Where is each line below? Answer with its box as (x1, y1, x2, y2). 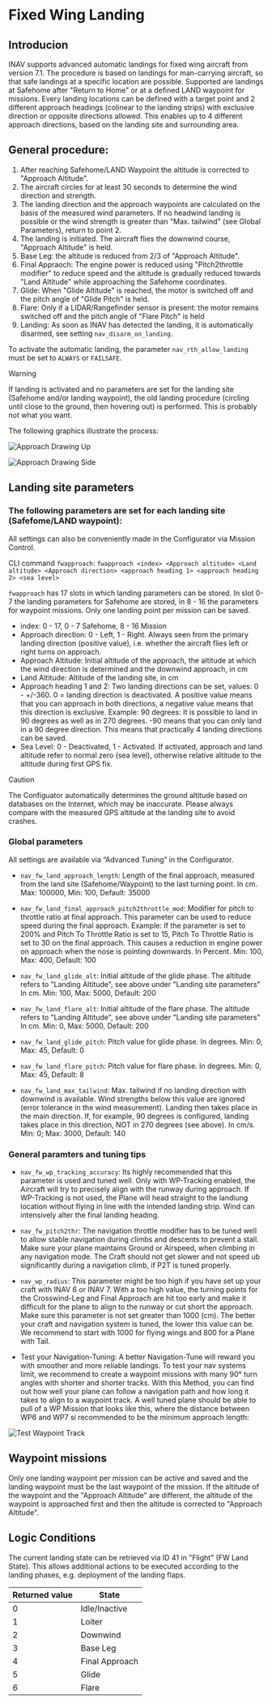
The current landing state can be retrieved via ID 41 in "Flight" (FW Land (8, 1552, 249, 1562)
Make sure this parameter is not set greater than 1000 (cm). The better (19, 1311, 256, 1320)
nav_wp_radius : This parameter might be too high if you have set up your (19, 1276, 261, 1286)
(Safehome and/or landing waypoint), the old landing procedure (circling (8, 393, 249, 402)
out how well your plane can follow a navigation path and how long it (19, 1387, 249, 1397)
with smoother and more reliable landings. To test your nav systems (19, 1361, 247, 1371)
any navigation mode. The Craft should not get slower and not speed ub (19, 1251, 261, 1262)
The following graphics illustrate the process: (8, 426, 159, 436)
